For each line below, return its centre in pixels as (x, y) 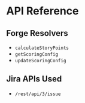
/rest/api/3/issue (38, 94)
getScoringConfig (37, 54)
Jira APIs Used (34, 79)
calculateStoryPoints (42, 48)
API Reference (42, 11)
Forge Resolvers (37, 33)
